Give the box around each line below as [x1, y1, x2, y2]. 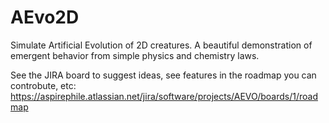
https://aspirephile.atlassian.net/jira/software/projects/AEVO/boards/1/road [10, 90, 318, 102]
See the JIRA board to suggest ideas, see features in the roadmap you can [10, 69, 317, 81]
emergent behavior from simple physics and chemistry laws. [10, 49, 260, 61]
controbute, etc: [10, 79, 77, 91]
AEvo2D [10, 6, 80, 29]
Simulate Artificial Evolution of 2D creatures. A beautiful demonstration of [10, 39, 313, 51]
